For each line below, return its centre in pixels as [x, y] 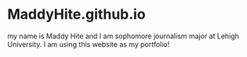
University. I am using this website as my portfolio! [89, 44]
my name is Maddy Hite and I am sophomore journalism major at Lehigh [123, 36]
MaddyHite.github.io [76, 14]
